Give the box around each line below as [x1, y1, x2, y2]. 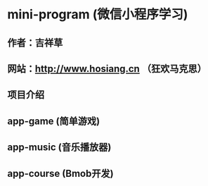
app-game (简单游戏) [7, 115, 100, 127]
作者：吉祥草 [7, 37, 63, 49]
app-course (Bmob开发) [7, 167, 114, 180]
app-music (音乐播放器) [7, 142, 112, 154]
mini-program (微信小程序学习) [7, 6, 188, 23]
